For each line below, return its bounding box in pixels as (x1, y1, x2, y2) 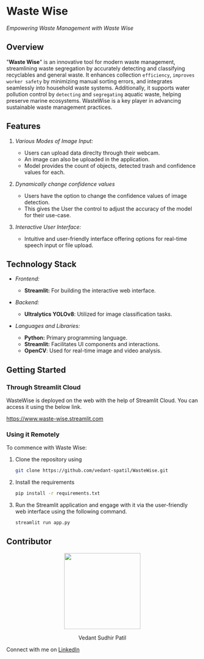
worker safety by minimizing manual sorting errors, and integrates (6, 77, 173, 85)
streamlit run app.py (15, 520, 70, 526)
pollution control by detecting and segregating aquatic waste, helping (6, 90, 181, 98)
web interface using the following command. (15, 508, 127, 515)
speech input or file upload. (24, 242, 94, 249)
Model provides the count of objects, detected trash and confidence (24, 162, 196, 169)
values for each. (24, 169, 65, 176)
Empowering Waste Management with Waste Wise (6, 24, 134, 32)
